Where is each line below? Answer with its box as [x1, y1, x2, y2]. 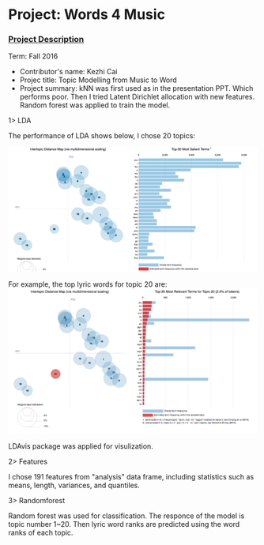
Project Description [8, 34, 85, 45]
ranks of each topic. [8, 528, 74, 538]
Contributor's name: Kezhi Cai [19, 67, 118, 77]
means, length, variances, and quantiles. [8, 480, 140, 490]
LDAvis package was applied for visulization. [8, 442, 154, 451]
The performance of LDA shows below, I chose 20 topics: [8, 131, 196, 141]
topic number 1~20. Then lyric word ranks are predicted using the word [8, 520, 240, 529]
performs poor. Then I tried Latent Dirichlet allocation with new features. [19, 92, 255, 102]
